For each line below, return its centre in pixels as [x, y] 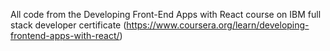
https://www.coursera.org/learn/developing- [218, 25]
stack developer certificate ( [68, 25]
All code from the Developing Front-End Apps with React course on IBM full [166, 14]
